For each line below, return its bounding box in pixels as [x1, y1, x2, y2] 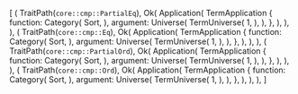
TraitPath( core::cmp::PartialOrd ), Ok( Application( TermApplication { [9, 46, 267, 56]
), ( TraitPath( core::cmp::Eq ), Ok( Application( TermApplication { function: [9, 27, 282, 37]
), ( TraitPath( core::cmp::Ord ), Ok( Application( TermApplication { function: [9, 64, 286, 75]
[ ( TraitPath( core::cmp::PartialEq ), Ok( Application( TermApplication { [9, 8, 273, 18]
